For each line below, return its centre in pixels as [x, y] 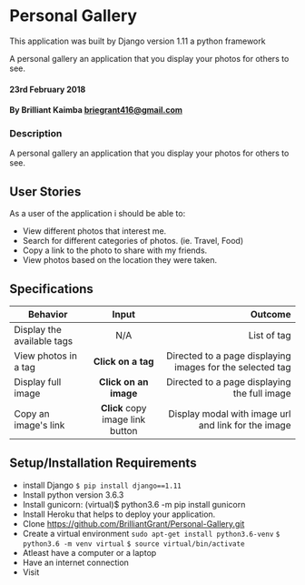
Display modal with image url [229, 414]
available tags [44, 341]
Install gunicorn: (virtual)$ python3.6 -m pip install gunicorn [134, 504]
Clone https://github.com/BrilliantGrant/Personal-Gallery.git [133, 523]
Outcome [271, 315]
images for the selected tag [232, 368]
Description [36, 134]
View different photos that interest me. [94, 231]
